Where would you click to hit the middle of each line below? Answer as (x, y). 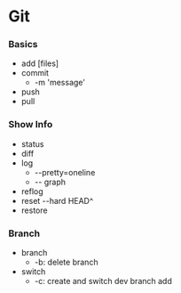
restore (34, 210)
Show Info (31, 125)
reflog (32, 191)
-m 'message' (60, 83)
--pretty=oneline (65, 172)
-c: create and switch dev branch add (103, 281)
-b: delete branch (66, 262)
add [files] (40, 63)
